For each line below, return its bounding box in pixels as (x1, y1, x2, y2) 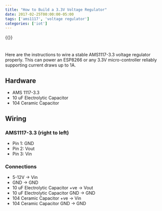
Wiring (5, 114, 27, 123)
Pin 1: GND (12, 140, 35, 146)
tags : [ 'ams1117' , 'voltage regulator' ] (5, 16, 90, 21)
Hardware (5, 76, 36, 85)
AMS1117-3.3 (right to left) (5, 129, 69, 136)
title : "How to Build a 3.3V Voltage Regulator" (5, 7, 107, 12)
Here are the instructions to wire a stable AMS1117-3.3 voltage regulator (5, 52, 151, 58)
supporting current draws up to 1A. (5, 62, 76, 68)
